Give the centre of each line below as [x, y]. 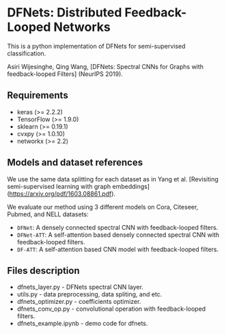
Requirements [38, 95]
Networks [82, 27]
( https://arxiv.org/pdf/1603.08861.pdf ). [61, 194]
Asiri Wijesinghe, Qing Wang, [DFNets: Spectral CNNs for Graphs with [105, 66]
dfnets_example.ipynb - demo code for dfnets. [82, 324]
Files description [43, 271]
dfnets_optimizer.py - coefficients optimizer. [79, 302]
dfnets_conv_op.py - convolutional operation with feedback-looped [111, 309]
